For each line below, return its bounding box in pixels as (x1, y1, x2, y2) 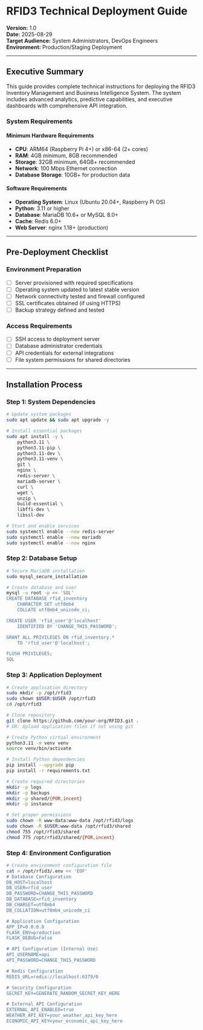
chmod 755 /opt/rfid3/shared (6, 829, 80, 835)
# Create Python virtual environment (6, 734, 101, 741)
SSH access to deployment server (14, 335, 100, 343)
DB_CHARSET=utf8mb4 (6, 902, 56, 908)
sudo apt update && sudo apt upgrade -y (6, 417, 110, 423)
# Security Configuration (6, 985, 71, 991)
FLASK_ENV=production (6, 929, 61, 936)
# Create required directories (6, 778, 85, 785)
